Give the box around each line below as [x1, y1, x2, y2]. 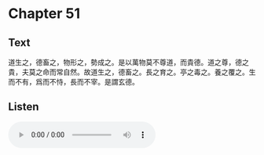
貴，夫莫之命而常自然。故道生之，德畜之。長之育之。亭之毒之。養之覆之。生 [8, 67, 256, 77]
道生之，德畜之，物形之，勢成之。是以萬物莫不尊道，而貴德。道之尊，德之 [8, 58, 249, 67]
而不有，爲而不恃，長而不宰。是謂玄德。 [8, 77, 139, 86]
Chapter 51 [8, 5, 81, 23]
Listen [8, 100, 39, 114]
